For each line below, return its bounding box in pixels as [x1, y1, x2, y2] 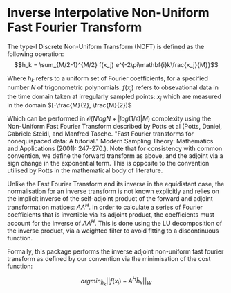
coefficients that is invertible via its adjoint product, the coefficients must [7, 210, 214, 219]
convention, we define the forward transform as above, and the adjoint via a [7, 152, 223, 160]
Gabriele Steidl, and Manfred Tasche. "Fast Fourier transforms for [7, 130, 194, 138]
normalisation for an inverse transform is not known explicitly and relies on [7, 187, 220, 195]
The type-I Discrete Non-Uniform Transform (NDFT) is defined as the [7, 42, 205, 51]
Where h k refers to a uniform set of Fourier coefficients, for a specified [7, 74, 209, 84]
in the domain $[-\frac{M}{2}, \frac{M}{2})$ [7, 101, 132, 109]
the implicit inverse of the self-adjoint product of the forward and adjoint [7, 195, 213, 203]
